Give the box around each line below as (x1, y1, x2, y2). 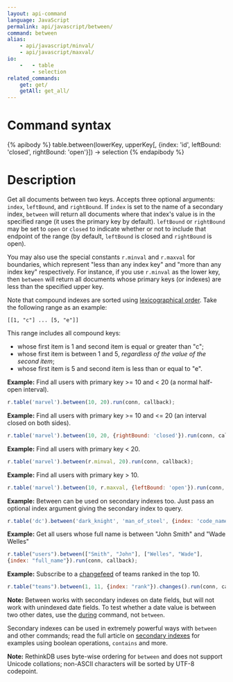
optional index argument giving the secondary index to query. (7, 504, 183, 513)
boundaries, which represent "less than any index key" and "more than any (7, 260, 222, 268)
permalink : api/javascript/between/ (7, 23, 113, 30)
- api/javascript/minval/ (19, 42, 95, 49)
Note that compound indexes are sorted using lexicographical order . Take (7, 296, 217, 304)
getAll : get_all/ (19, 88, 70, 94)
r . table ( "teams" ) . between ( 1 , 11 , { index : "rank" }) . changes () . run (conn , (7, 583, 219, 590)
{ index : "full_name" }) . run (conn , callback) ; (7, 557, 138, 565)
